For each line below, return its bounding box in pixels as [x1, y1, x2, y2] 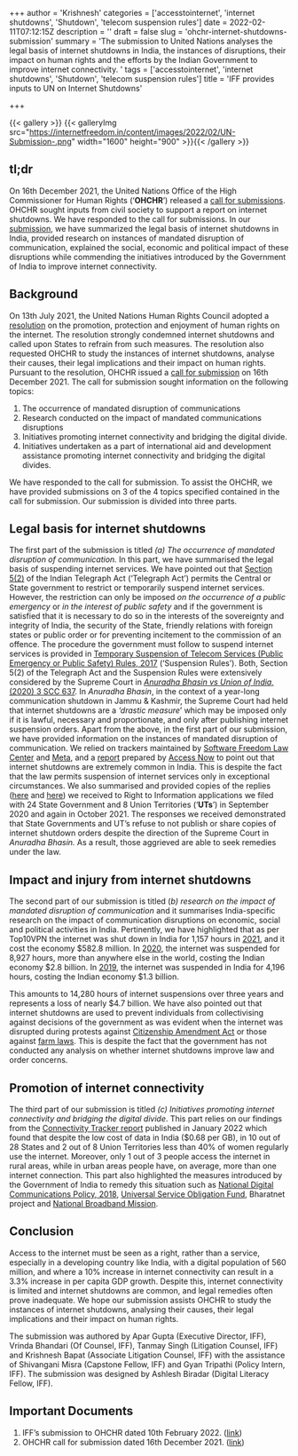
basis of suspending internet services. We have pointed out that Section [9, 564, 273, 574]
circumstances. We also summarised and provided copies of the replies [9, 780, 271, 791]
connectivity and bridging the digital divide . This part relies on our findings [9, 1113, 282, 1124]
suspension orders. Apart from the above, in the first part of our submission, [9, 724, 288, 735]
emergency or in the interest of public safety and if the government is [9, 601, 263, 612]
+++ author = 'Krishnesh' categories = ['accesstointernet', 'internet [9, 8, 255, 18]
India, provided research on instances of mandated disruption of [9, 233, 245, 243]
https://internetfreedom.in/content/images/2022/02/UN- [29, 127, 236, 137]
